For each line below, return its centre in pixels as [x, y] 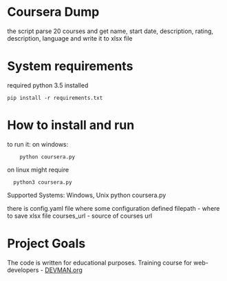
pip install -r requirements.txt [55, 98]
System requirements [70, 66]
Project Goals [46, 243]
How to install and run [71, 125]
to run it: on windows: [38, 144]
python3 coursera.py [43, 182]
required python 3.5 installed [48, 85]
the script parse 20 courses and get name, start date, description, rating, [110, 31]
